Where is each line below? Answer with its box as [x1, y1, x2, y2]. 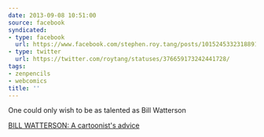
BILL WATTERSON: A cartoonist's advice [8, 121, 140, 130]
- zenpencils [8, 70, 51, 78]
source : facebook [8, 19, 65, 27]
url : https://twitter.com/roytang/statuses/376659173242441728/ [15, 56, 230, 63]
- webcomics [8, 77, 47, 85]
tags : [8, 63, 26, 70]
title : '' [8, 84, 41, 92]
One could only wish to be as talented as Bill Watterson [8, 106, 187, 115]
